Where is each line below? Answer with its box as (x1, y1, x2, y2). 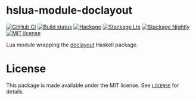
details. (6, 87, 24, 95)
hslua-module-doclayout (6, 4, 133, 17)
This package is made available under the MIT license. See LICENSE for (6, 82, 179, 89)
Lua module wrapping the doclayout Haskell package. (6, 41, 138, 48)
